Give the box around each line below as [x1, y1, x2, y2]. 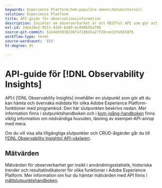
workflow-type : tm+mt [5, 34, 49, 39]
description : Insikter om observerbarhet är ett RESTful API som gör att [5, 20, 158, 26]
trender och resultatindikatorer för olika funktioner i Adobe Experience [5, 167, 146, 173]
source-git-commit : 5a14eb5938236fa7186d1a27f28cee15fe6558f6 [5, 30, 134, 34]
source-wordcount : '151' [5, 39, 55, 44]
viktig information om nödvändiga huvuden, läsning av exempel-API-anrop [5, 115, 154, 121]
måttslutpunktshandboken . [5, 178, 59, 184]
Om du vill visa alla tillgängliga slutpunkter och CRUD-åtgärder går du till [5, 130, 150, 136]
